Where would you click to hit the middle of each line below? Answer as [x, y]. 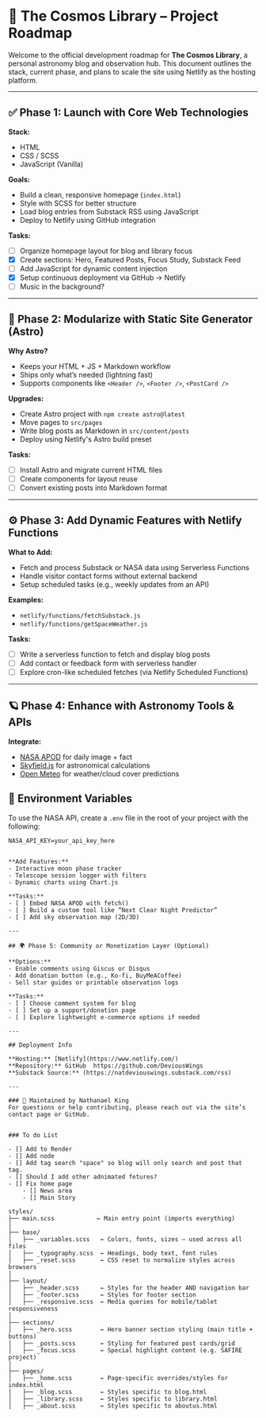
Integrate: [25, 742]
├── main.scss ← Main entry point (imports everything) [122, 1218]
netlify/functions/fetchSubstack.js [80, 615]
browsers [23, 1267]
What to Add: [30, 552]
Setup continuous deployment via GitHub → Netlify [103, 278]
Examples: [26, 600]
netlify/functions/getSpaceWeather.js [84, 624]
